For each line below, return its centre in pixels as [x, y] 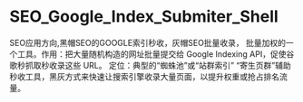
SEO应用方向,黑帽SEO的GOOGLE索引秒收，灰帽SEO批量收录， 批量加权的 [147, 42]
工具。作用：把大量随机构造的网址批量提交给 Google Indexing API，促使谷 [156, 54]
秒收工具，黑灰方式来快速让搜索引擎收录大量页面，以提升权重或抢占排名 [144, 76]
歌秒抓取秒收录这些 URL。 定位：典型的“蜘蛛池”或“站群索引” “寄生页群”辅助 [151, 65]
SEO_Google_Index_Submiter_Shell [144, 17]
